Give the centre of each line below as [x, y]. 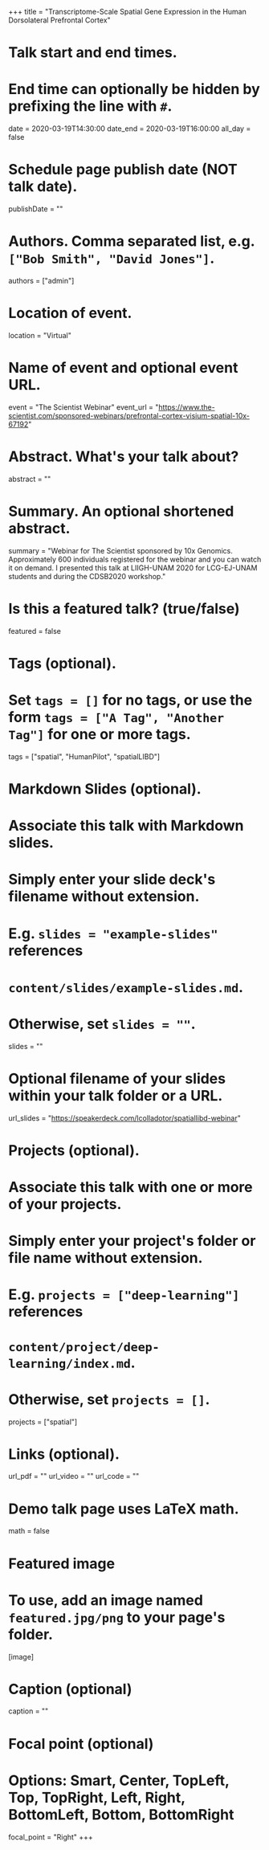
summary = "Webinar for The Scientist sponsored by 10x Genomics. [120, 550]
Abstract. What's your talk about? [124, 457]
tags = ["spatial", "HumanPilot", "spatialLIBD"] [84, 756]
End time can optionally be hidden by [134, 90]
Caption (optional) [70, 1689]
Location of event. [70, 313]
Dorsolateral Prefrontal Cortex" [59, 20]
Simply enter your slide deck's [112, 880]
